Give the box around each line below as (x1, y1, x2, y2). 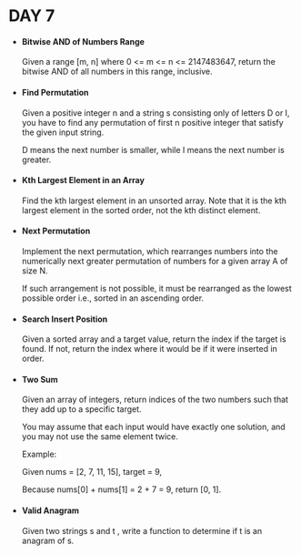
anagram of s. (21, 535, 75, 546)
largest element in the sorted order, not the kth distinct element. (21, 204, 261, 215)
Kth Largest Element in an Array (21, 175, 145, 186)
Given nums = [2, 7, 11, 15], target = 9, (21, 467, 163, 478)
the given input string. (21, 127, 105, 138)
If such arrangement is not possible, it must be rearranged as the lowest (21, 283, 292, 293)
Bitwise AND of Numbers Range (21, 36, 145, 46)
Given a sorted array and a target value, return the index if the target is (21, 334, 287, 344)
